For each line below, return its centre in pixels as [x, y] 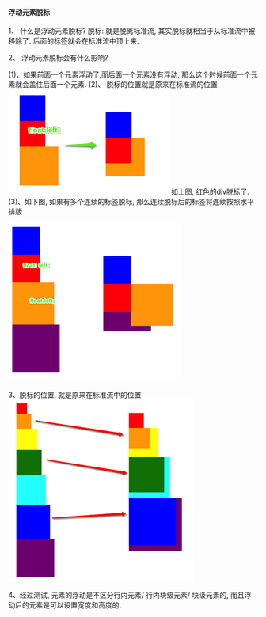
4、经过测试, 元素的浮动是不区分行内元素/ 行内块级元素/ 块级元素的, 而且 [126, 595]
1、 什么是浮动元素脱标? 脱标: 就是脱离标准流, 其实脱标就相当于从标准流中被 [132, 31]
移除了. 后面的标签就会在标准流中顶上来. [74, 41]
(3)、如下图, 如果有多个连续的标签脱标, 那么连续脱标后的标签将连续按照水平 [131, 202]
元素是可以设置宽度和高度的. [75, 605]
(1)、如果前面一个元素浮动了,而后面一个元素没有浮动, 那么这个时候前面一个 [129, 74]
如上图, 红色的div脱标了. [210, 192]
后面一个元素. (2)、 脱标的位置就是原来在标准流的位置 [130, 85]
